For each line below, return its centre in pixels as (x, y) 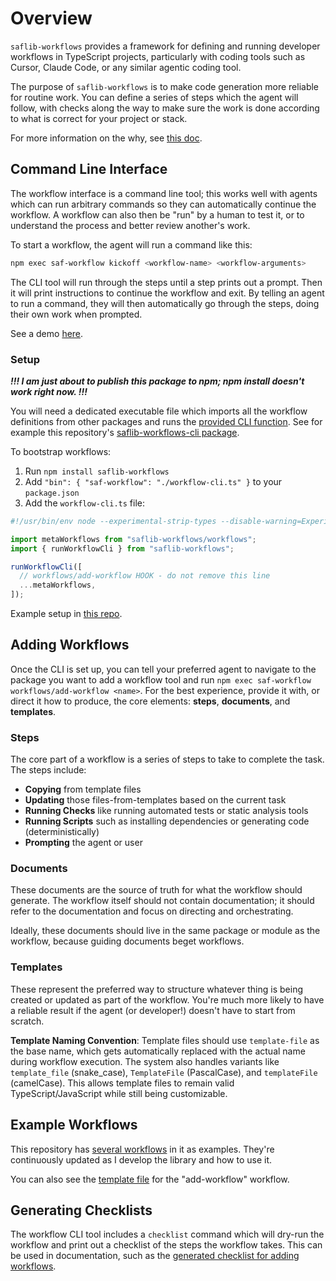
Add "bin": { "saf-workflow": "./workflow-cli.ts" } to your (153, 481)
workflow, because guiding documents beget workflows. (127, 941)
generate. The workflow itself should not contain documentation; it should (162, 901)
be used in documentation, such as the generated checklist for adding (155, 1256)
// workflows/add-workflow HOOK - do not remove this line (145, 576)
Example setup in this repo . (66, 614)
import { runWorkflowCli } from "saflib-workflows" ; (122, 548)
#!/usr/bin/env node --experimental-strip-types (113, 521)
